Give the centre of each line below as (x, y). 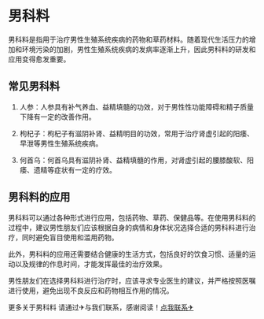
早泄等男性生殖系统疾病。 (61, 143)
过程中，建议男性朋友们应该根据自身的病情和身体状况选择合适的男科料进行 (128, 227)
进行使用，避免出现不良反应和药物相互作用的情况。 (91, 290)
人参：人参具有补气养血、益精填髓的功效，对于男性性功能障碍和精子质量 (136, 106)
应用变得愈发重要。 (39, 59)
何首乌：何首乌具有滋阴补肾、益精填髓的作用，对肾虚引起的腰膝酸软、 (133, 160)
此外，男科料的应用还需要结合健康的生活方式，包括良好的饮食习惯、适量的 (128, 254)
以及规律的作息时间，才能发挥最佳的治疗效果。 (90, 264)
